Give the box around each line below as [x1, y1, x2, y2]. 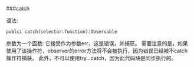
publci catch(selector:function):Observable [6, 29, 117, 35]
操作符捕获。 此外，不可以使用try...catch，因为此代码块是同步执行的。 [6, 55, 177, 61]
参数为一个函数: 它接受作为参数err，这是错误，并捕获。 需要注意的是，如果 [6, 40, 188, 46]
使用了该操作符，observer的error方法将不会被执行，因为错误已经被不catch [6, 47, 188, 54]
